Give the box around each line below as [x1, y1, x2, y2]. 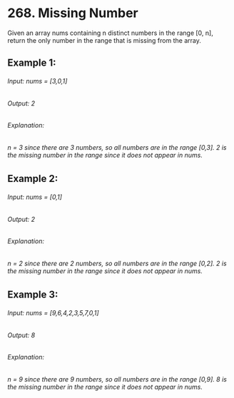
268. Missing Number [7, 5, 139, 21]
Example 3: [7, 289, 58, 301]
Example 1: [7, 57, 56, 69]
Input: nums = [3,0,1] [7, 76, 68, 85]
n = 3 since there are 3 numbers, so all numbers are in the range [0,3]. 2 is [7, 143, 227, 151]
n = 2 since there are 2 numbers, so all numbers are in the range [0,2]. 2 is [7, 259, 227, 267]
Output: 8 [7, 330, 36, 340]
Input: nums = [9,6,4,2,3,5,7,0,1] [7, 308, 99, 317]
